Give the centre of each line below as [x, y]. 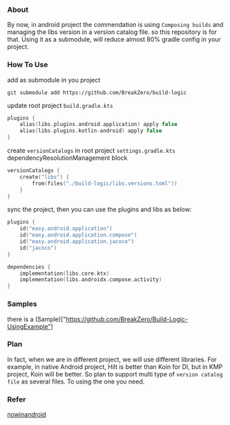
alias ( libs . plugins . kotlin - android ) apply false [91, 131]
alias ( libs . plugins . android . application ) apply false [98, 125]
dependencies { [29, 267]
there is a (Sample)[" [37, 319]
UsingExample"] [30, 326]
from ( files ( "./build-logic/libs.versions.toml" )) [105, 183]
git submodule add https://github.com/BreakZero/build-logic [97, 92]
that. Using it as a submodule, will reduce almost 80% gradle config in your [114, 39]
